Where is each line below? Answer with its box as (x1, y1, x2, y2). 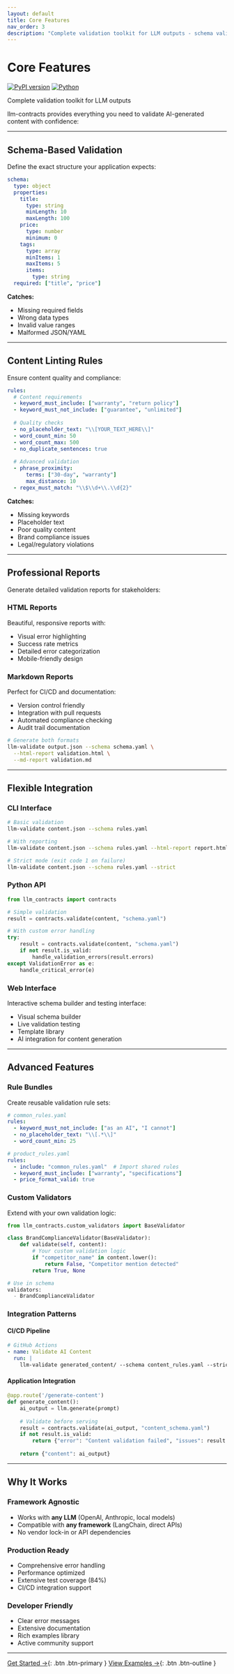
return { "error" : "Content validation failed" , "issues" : (32, 1437, 204, 1444)
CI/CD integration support (17, 1583, 92, 1592)
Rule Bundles (7, 1082, 53, 1092)
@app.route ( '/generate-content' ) (7, 1392, 104, 1399)
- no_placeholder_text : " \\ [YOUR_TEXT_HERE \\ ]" (13, 426, 155, 433)
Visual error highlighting (17, 632, 87, 641)
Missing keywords (17, 510, 70, 518)
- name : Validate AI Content (7, 1348, 92, 1356)
